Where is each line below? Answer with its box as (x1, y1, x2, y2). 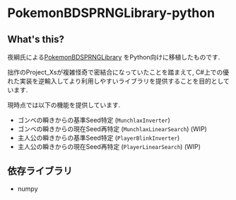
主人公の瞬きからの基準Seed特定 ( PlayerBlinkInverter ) (17, 133, 180, 142)
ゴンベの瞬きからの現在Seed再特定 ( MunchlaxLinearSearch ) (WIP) (17, 125, 207, 133)
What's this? (7, 33, 65, 45)
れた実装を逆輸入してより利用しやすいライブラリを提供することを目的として (7, 77, 230, 85)
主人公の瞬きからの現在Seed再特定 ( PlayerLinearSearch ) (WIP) (17, 143, 201, 150)
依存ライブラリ (7, 165, 73, 177)
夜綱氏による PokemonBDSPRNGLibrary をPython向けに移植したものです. (7, 53, 220, 61)
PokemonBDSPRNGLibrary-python (7, 5, 216, 21)
